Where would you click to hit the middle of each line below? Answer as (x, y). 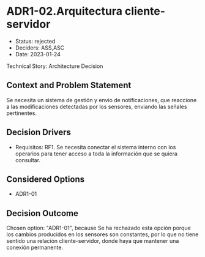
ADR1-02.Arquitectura (64, 11)
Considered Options (45, 179)
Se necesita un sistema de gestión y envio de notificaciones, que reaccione (102, 100)
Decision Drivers (39, 132)
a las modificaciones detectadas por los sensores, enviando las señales (97, 106)
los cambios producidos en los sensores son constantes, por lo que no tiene (102, 234)
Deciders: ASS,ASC (40, 48)
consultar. (28, 160)
